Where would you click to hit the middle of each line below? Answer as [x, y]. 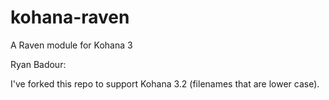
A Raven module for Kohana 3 [71, 45]
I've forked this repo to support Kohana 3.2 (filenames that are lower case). [165, 83]
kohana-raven [70, 17]
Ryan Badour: [38, 64]
